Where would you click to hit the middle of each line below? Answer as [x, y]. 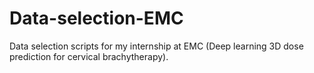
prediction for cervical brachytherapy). [89, 56]
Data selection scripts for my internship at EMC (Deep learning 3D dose [156, 46]
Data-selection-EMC [96, 18]
